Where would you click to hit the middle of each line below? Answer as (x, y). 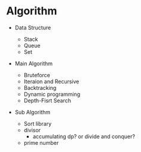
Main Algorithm (33, 63)
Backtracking (40, 87)
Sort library (38, 123)
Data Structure (33, 28)
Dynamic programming (52, 94)
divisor (32, 130)
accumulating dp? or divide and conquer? (84, 136)
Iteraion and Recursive (51, 81)
